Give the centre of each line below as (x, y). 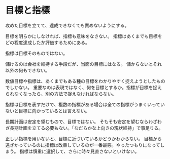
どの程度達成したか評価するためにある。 (47, 42)
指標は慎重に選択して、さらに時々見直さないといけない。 (79, 151)
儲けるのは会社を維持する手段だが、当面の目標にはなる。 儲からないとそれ (84, 64)
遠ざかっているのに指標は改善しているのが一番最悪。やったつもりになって (83, 145)
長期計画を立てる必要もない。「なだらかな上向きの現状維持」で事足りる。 (86, 128)
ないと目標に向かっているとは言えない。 (47, 111)
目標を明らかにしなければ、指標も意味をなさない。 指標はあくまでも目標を (84, 36)
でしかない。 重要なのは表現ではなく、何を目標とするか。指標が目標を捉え (84, 87)
